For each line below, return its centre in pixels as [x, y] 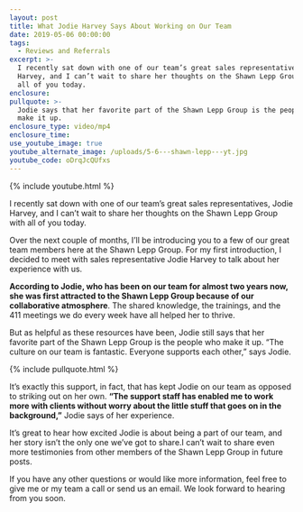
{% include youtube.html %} [62, 186]
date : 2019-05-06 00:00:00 [60, 34]
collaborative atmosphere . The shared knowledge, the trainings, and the [145, 305]
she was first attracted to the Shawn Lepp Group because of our [132, 296]
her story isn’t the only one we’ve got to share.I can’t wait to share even [142, 442]
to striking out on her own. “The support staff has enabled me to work [142, 396]
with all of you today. [48, 223]
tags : [19, 43]
